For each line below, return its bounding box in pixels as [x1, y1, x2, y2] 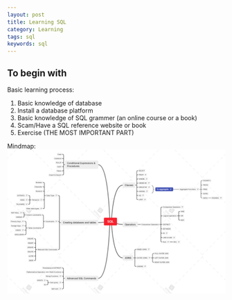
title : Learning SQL [7, 18, 67, 26]
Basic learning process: [7, 85, 75, 94]
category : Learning [7, 26, 64, 33]
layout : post [7, 11, 45, 18]
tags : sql [7, 33, 36, 40]
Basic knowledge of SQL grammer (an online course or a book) [17, 113, 197, 122]
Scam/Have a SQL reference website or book [17, 121, 147, 129]
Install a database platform [17, 106, 93, 115]
